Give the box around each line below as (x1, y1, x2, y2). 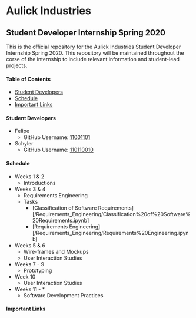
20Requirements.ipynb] (32, 217, 89, 224)
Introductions (23, 179, 56, 186)
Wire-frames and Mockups (23, 248, 89, 255)
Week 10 (14, 273, 36, 280)
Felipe (14, 128, 30, 135)
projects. (6, 62, 28, 69)
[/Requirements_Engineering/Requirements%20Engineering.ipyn (32, 229, 190, 236)
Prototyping (23, 267, 52, 274)
